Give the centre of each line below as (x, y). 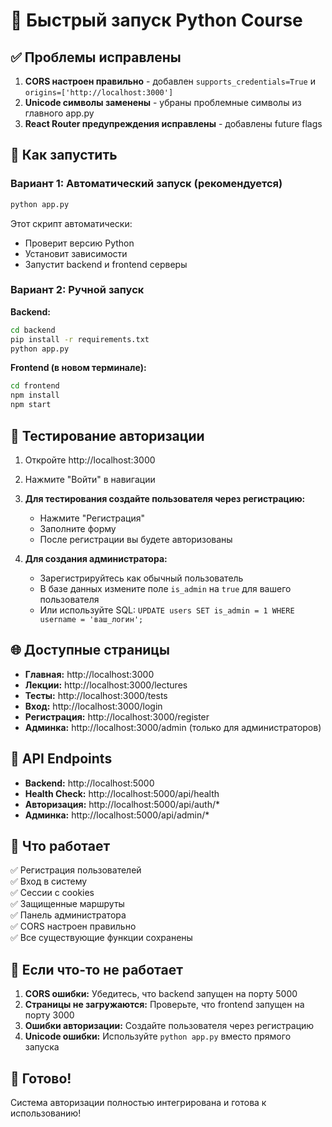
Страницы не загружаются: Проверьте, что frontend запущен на (164, 1005)
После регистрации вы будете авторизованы (136, 539)
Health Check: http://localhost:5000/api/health (122, 793)
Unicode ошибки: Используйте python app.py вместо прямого (158, 1036)
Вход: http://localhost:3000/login (93, 706)
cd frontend (35, 386)
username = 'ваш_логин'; (91, 619)
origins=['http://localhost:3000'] (99, 93)
